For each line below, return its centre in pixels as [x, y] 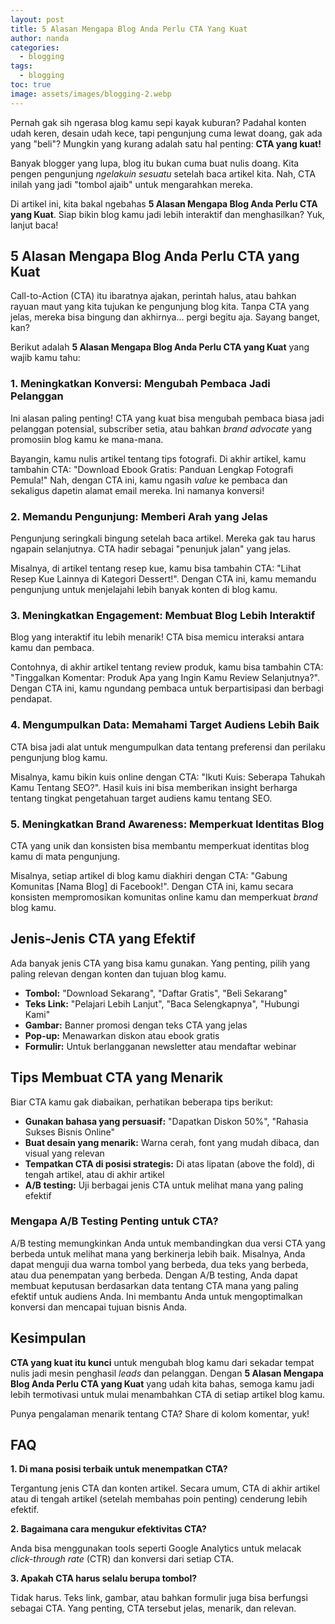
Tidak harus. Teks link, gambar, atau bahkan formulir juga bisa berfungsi [159, 1598]
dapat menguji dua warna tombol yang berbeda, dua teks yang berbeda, [159, 1264]
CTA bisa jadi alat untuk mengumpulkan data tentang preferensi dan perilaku [168, 747]
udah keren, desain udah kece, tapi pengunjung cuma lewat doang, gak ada [166, 133]
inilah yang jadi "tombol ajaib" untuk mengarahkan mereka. [131, 184]
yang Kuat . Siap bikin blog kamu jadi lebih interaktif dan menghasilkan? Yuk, [167, 214]
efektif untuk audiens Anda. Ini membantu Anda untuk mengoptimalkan [156, 1296]
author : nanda [40, 38]
